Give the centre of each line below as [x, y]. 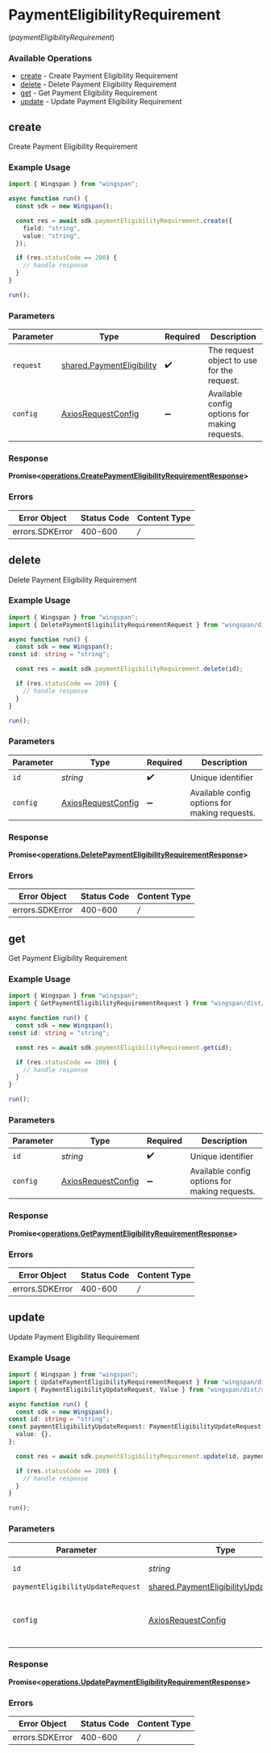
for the [221, 371]
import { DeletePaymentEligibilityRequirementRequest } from [113, 625]
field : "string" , [52, 228]
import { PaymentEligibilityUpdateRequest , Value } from [106, 1389]
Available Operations [50, 58]
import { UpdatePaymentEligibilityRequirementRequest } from [113, 1382]
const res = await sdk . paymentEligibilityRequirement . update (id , [128, 1456]
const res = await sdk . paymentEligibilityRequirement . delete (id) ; [129, 669]
